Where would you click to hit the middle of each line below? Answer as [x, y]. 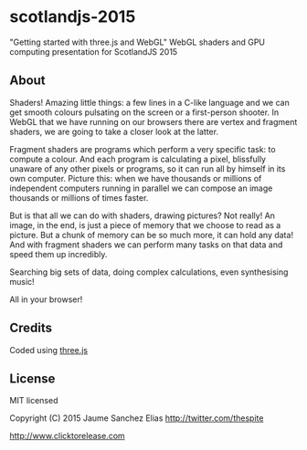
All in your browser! [46, 299]
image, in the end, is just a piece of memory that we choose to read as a [145, 225]
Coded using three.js [49, 350]
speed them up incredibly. [58, 254]
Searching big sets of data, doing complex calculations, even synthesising [149, 272]
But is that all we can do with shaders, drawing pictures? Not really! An [143, 215]
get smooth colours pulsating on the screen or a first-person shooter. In [144, 112]
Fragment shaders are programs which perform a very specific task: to [143, 149]
